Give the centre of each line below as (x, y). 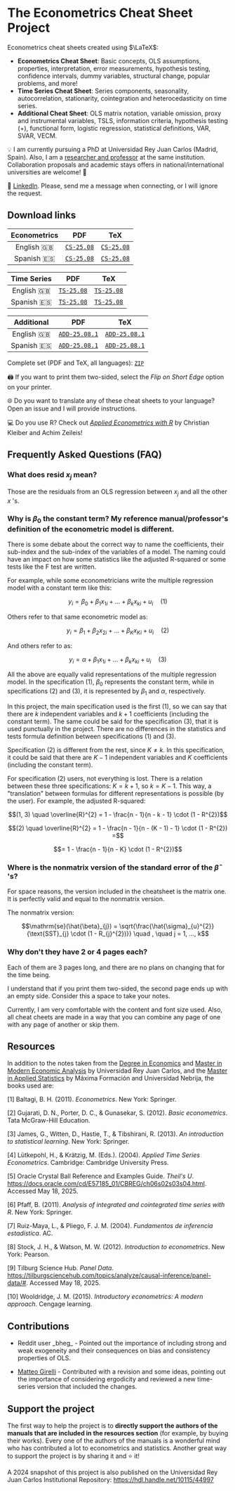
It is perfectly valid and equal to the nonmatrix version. (86, 899)
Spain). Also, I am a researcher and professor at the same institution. (106, 157)
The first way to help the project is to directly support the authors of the (113, 1426)
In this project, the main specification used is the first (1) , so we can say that (117, 706)
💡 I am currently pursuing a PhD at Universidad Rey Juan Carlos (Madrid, (113, 149)
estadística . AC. (30, 1233)
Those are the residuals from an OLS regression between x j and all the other (117, 492)
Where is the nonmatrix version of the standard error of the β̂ (113, 867)
